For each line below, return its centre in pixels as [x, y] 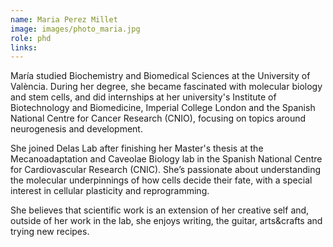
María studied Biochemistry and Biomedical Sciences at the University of [160, 76]
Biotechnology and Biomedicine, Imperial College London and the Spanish [163, 108]
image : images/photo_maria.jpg [75, 29]
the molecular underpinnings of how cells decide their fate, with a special [161, 180]
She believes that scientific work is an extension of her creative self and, [160, 210]
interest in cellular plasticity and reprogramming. [110, 191]
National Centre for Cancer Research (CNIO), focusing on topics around [158, 118]
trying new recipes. [50, 232]
